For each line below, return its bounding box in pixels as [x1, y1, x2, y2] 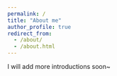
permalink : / [7, 10, 46, 18]
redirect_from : [7, 30, 52, 37]
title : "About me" [7, 17, 62, 24]
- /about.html [13, 43, 55, 50]
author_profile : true [7, 23, 72, 30]
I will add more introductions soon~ [7, 63, 111, 70]
